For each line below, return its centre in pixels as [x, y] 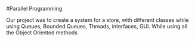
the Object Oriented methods [42, 33]
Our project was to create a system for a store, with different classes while [97, 20]
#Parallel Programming [34, 9]
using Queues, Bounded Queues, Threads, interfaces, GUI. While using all [97, 26]
